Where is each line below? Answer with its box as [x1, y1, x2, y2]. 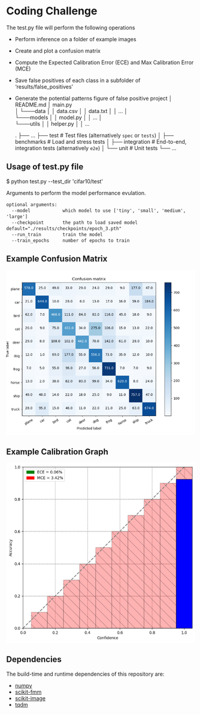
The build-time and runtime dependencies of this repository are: [6, 670, 165, 677]
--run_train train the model [11, 232, 103, 238]
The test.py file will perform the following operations [6, 24, 135, 31]
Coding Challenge [6, 4, 98, 18]
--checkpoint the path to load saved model [11, 220, 138, 226]
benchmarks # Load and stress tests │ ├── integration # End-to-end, [14, 138, 187, 145]
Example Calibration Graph [6, 446, 109, 457]
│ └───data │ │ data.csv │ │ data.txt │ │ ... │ [14, 107, 128, 114]
